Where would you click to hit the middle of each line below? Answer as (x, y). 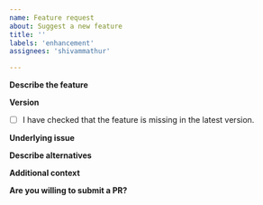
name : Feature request (52, 18)
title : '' (28, 34)
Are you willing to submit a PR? (68, 191)
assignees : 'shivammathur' (60, 51)
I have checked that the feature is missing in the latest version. (138, 120)
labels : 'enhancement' (52, 43)
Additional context (45, 173)
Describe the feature (49, 85)
